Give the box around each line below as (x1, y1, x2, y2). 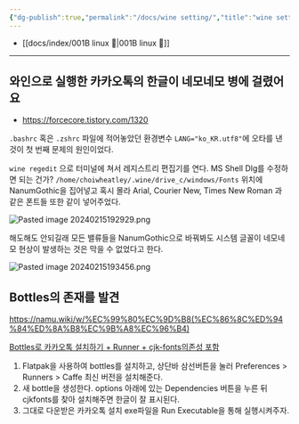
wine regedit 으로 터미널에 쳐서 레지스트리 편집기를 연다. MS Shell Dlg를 (9, 163, 265, 174)
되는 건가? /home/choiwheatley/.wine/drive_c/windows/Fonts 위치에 (18, 175, 263, 185)
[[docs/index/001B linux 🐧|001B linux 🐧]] (21, 37, 170, 48)
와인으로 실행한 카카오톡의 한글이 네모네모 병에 (9, 74, 249, 89)
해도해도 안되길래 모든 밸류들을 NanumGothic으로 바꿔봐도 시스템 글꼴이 (9, 232, 262, 243)
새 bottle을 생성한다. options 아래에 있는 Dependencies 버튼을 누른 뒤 (21, 383, 269, 394)
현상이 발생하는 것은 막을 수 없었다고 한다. (18, 244, 164, 255)
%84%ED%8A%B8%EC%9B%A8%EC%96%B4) (9, 323, 190, 334)
